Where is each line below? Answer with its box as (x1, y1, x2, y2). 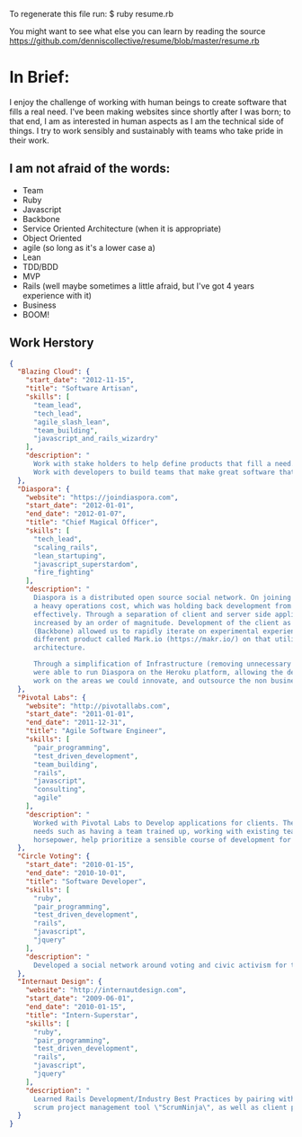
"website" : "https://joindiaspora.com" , (25, 493, 179, 502)
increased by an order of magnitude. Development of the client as (32, 618, 292, 627)
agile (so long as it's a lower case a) (22, 242, 155, 253)
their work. (9, 135, 49, 146)
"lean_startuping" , (32, 551, 106, 560)
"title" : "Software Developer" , (25, 877, 147, 886)
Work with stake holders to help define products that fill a (32, 460, 271, 469)
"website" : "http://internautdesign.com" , (25, 986, 187, 995)
